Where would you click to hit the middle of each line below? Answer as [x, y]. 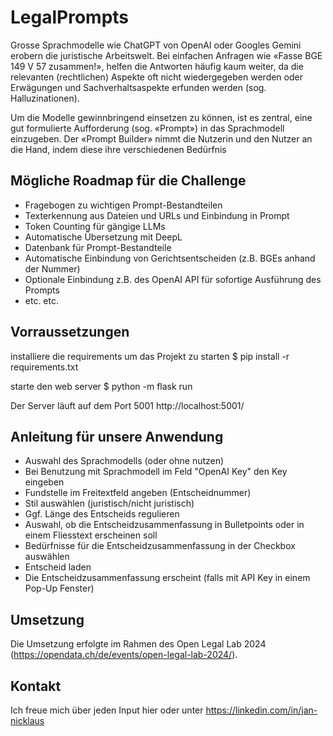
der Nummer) [52, 268]
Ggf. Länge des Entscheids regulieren [102, 514]
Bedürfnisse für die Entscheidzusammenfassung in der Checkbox [160, 546]
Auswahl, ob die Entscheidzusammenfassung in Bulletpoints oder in [164, 525]
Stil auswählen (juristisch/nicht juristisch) [109, 503]
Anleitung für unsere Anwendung [117, 436]
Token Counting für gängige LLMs [95, 226]
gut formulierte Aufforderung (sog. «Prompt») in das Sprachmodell [147, 128]
